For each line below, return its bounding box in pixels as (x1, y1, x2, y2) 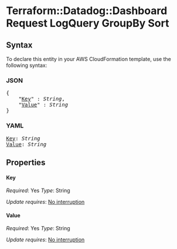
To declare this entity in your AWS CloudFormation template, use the (6, 56, 171, 62)
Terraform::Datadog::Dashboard (6, 4, 168, 18)
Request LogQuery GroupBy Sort (6, 16, 169, 30)
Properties (6, 157, 46, 167)
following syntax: (6, 62, 47, 69)
